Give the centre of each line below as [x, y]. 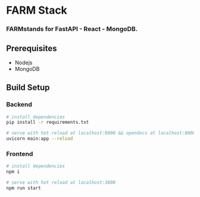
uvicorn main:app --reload [40, 139]
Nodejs [24, 62]
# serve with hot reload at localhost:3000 [61, 183]
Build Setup [28, 88]
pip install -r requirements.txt [48, 123]
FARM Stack [37, 10]
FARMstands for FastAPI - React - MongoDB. [72, 29]
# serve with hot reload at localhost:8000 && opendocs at [81, 133]
